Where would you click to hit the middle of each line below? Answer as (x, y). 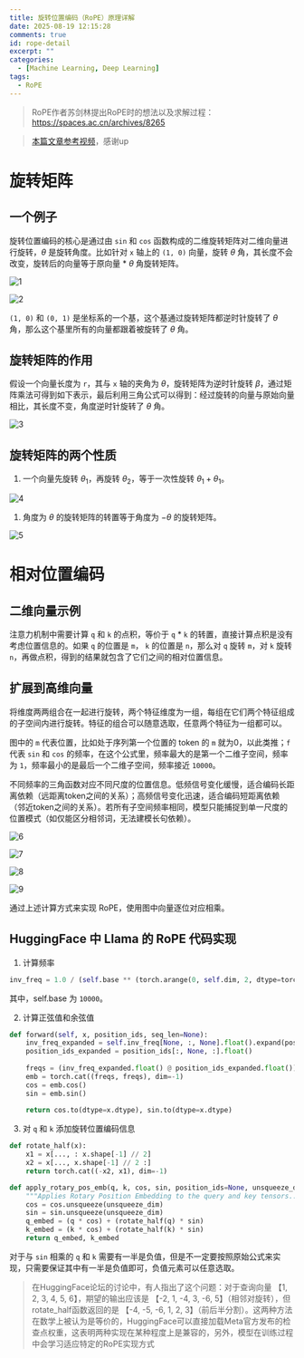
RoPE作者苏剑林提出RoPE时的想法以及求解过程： (123, 112)
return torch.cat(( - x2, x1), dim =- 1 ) (97, 1171)
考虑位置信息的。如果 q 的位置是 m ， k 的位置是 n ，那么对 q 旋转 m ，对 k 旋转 (151, 646)
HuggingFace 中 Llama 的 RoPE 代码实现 (123, 939)
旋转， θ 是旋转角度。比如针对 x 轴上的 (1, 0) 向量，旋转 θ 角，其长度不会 (155, 252)
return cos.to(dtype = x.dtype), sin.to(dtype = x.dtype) (129, 1111)
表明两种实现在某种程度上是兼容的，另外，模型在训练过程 (186, 1332)
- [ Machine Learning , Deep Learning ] (89, 69)
